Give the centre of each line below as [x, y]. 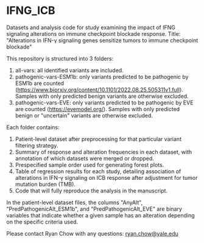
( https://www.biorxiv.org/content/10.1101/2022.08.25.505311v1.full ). [99, 89]
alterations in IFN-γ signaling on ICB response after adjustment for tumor [106, 177]
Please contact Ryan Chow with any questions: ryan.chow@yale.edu [92, 233]
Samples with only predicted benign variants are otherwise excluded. [102, 96]
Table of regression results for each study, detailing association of [98, 171]
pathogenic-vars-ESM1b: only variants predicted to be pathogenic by [102, 77]
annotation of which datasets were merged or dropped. [84, 158]
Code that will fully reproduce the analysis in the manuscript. [91, 190]
